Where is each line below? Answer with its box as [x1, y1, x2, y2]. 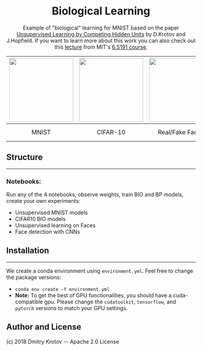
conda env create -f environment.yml [14, 286, 110, 293]
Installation [6, 246, 49, 256]
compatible [14, 298, 43, 305]
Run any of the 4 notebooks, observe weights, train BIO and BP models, [6, 191, 184, 198]
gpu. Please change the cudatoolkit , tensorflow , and [44, 298, 176, 305]
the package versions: [6, 273, 61, 281]
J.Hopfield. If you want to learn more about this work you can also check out [6, 37, 196, 44]
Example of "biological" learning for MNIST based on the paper [23, 24, 179, 31]
